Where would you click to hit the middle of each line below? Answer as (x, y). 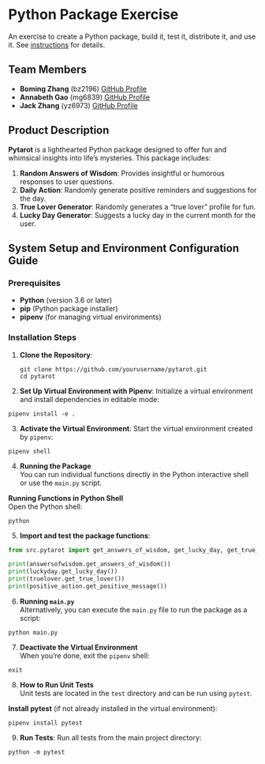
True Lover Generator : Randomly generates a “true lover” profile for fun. (138, 206)
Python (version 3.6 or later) (66, 300)
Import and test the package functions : (85, 536)
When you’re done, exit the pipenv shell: (84, 655)
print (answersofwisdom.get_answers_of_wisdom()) (90, 564)
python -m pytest (37, 752)
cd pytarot (37, 376)
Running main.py (47, 601)
